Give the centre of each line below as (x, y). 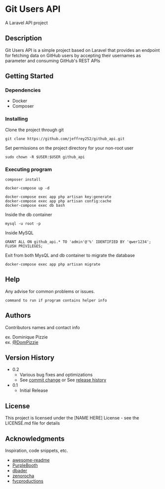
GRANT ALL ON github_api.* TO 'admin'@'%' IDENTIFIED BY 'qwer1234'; (78, 242)
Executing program (29, 169)
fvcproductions (28, 481)
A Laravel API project (26, 23)
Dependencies (23, 90)
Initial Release (34, 390)
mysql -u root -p (23, 224)
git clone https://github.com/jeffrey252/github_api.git (65, 139)
